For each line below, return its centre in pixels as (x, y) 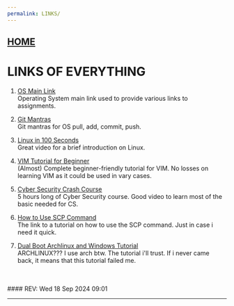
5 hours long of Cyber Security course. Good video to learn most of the (120, 196)
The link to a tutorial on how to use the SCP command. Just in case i (115, 225)
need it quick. (37, 232)
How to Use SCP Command (57, 217)
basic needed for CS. (48, 204)
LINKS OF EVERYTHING (77, 72)
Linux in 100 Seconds (48, 140)
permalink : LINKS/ (34, 14)
